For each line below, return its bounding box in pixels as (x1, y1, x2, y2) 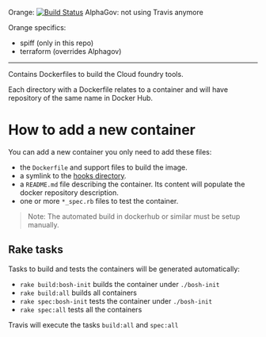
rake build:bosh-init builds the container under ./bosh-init (19, 279, 220, 289)
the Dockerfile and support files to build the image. (19, 163, 188, 172)
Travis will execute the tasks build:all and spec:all (8, 320, 179, 329)
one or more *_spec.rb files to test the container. (19, 196, 179, 205)
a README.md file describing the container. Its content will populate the (19, 179, 245, 189)
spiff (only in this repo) (19, 38, 94, 48)
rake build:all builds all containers (19, 288, 137, 297)
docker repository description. (19, 187, 119, 197)
